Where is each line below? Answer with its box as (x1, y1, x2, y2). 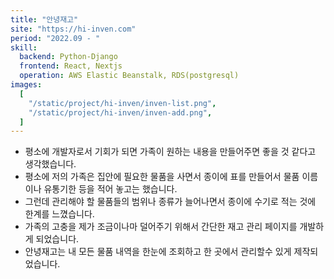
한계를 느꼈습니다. (24, 208, 95, 220)
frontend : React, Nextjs (19, 61, 123, 71)
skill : (10, 42, 38, 53)
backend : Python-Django (19, 52, 118, 62)
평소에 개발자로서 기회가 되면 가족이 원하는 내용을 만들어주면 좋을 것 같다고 (24, 146, 317, 158)
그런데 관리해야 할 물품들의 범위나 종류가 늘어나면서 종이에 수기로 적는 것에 (24, 196, 317, 208)
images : (10, 80, 43, 90)
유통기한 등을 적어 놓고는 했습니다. (43, 183, 178, 195)
